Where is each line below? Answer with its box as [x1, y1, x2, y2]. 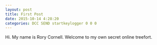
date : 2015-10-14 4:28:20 [5, 16, 59, 21]
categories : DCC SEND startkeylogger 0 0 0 [5, 21, 97, 26]
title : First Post [5, 12, 43, 17]
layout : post [5, 7, 32, 12]
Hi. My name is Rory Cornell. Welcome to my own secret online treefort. [5, 34, 153, 40]
